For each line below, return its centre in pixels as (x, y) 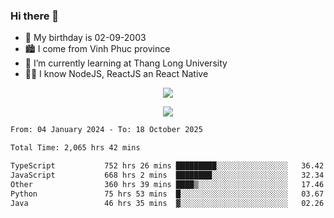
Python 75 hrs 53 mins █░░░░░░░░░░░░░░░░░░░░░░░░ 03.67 (167, 194)
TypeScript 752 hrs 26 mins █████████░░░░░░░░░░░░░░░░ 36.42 (167, 166)
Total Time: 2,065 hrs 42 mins (75, 148)
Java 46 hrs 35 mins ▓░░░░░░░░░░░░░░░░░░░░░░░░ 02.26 (167, 203)
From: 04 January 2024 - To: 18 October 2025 (106, 130)
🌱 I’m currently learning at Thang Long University (126, 63)
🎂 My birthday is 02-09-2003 (85, 38)
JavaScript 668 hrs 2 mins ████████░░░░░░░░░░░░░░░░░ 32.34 (167, 175)
